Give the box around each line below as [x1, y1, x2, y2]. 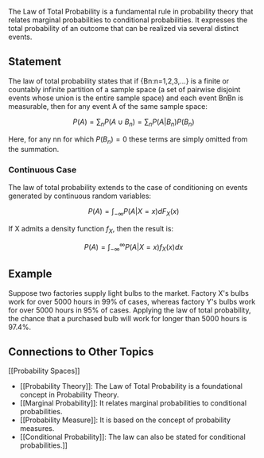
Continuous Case [8, 165, 77, 176]
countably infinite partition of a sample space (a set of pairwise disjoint [8, 84, 241, 94]
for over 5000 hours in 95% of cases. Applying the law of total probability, [8, 305, 252, 315]
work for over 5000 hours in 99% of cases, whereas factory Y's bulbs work [8, 297, 256, 306]
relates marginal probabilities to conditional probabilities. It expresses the [8, 15, 248, 25]
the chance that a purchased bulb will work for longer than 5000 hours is [8, 313, 247, 323]
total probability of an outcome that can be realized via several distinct [8, 24, 239, 33]
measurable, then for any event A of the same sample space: [8, 101, 208, 111]
